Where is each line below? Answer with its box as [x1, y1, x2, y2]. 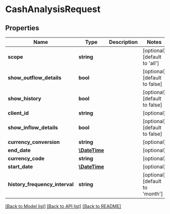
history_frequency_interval [8, 181, 74, 188]
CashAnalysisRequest [5, 4, 101, 15]
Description [109, 39, 138, 45]
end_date [8, 147, 31, 153]
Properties [5, 24, 39, 32]
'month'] [142, 190, 163, 197]
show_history [8, 95, 41, 102]
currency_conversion [8, 139, 60, 145]
